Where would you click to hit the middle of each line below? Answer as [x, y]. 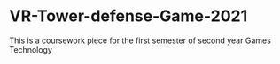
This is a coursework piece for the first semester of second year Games [140, 40]
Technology [31, 49]
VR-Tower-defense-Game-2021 [128, 16]
